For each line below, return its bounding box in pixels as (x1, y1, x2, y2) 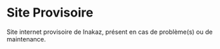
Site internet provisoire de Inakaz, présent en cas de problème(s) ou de (6, 28, 213, 36)
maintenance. (6, 35, 46, 43)
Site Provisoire (6, 5, 93, 21)
